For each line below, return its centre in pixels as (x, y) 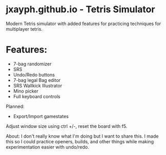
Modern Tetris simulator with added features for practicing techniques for (84, 24)
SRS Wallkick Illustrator (38, 85)
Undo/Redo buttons (34, 75)
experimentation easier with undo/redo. (47, 147)
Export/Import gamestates (41, 116)
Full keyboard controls (37, 96)
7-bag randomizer (32, 64)
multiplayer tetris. (24, 29)
